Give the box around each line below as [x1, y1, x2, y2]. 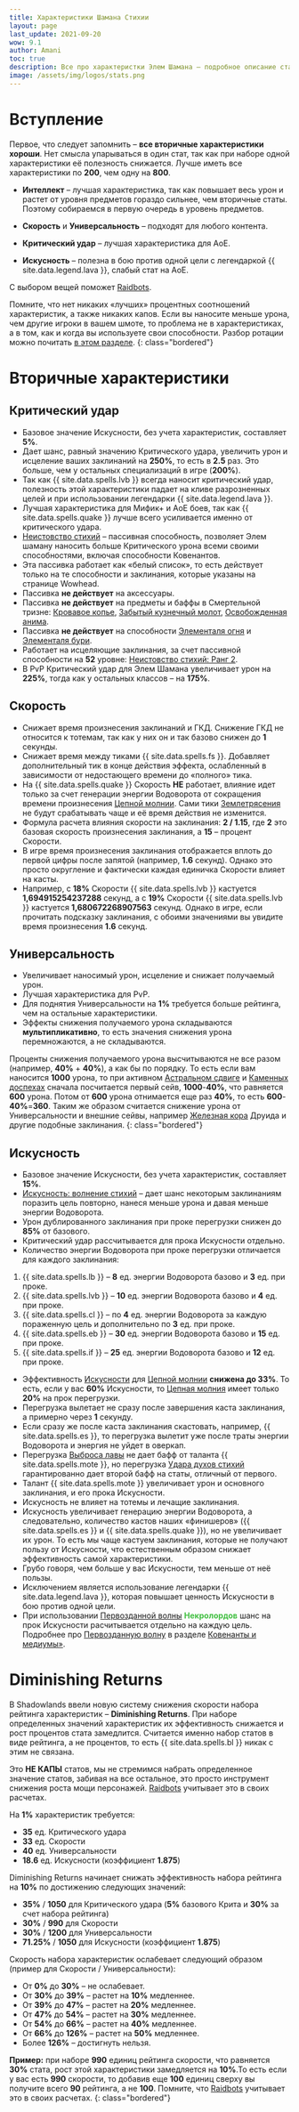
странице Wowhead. [21, 578, 100, 588]
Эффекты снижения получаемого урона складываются [21, 1017, 233, 1028]
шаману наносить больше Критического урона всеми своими [21, 540, 260, 551]
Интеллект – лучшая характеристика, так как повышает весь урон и [21, 184, 284, 195]
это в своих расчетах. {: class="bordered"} [9, 2092, 172, 2103]
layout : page [9, 21, 58, 30]
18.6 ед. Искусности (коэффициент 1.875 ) [21, 1855, 181, 1865]
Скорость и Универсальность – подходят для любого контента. [21, 220, 269, 231]
